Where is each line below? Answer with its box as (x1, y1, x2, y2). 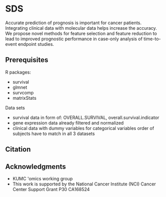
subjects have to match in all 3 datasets (12, 130, 95, 137)
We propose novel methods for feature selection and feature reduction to (5, 30, 157, 36)
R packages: (5, 69, 31, 75)
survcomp (12, 89, 34, 96)
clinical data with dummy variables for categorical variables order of (12, 125, 154, 131)
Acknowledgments (5, 162, 67, 171)
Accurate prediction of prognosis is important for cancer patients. (5, 20, 142, 26)
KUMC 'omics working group (12, 175, 73, 181)
